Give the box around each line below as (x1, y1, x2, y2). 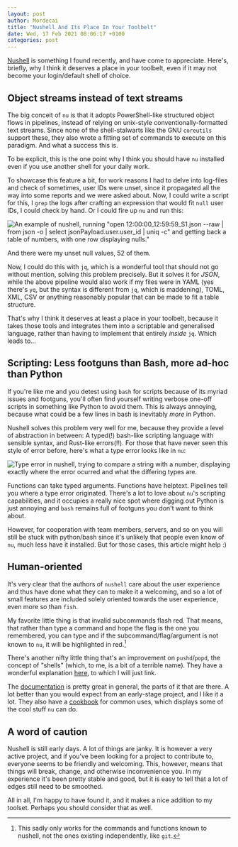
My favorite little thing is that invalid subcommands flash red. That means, (7, 616, 223, 625)
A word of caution (7, 726, 88, 738)
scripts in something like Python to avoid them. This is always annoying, (7, 402, 217, 410)
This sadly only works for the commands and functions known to (17, 824, 208, 833)
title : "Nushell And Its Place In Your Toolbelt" (7, 23, 157, 31)
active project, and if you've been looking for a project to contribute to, (7, 752, 214, 760)
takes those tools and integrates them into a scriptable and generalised (7, 321, 215, 330)
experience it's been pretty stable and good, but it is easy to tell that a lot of (7, 775, 229, 783)
